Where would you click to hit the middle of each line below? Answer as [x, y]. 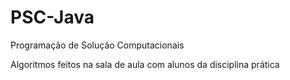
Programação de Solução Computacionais [97, 45]
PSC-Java [52, 17]
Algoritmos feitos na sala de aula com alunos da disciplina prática [145, 64]
